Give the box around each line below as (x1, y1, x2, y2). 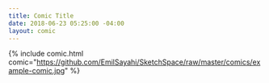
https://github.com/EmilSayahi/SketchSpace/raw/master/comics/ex (36, 57, 261, 67)
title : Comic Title (8, 11, 74, 20)
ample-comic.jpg (8, 66, 65, 76)
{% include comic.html (8, 49, 84, 59)
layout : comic (8, 27, 57, 35)
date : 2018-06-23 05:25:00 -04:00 (8, 19, 125, 27)
